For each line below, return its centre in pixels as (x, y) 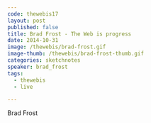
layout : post (27, 21)
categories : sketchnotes (44, 60)
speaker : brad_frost (38, 67)
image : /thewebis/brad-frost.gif (57, 47)
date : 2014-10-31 (33, 41)
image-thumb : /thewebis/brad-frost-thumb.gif (75, 54)
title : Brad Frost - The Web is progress (69, 34)
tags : (15, 73)
